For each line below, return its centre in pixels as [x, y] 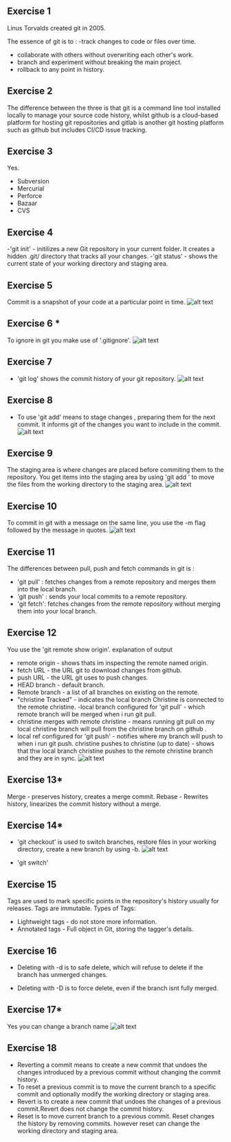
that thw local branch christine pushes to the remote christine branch [115, 751]
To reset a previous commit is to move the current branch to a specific [117, 1087]
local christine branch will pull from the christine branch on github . [112, 729]
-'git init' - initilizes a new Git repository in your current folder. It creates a [111, 249]
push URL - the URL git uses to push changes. [82, 677]
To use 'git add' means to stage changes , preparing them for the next [116, 417]
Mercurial [31, 188]
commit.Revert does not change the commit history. [90, 1109]
